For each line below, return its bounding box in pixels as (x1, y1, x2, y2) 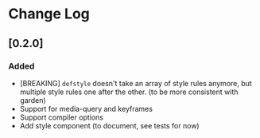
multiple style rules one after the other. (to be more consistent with (19, 87, 239, 97)
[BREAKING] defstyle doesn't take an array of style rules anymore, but (19, 78, 252, 88)
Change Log (8, 5, 90, 23)
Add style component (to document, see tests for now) (19, 120, 200, 130)
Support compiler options (19, 112, 103, 122)
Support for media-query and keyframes (19, 104, 153, 113)
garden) (19, 95, 46, 104)
